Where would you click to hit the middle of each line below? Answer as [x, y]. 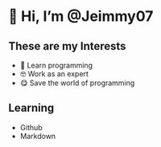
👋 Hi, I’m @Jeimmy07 [81, 16]
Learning [31, 108]
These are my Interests [67, 46]
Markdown [38, 136]
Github [31, 127]
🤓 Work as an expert [54, 74]
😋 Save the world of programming [77, 83]
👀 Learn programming [56, 65]
